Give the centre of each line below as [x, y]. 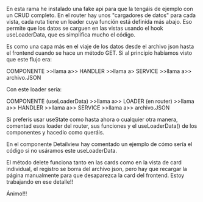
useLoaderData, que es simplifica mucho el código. [71, 35]
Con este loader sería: [34, 89]
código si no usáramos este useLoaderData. [62, 151]
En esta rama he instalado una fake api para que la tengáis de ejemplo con [100, 9]
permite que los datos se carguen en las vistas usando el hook [85, 28]
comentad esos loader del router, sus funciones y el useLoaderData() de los [102, 126]
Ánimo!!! [17, 193]
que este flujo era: [29, 59]
